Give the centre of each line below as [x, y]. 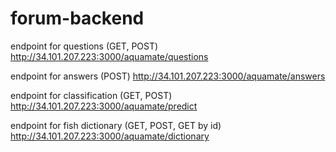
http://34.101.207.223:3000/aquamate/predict [104, 106]
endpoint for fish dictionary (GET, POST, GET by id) [116, 125]
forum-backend [77, 18]
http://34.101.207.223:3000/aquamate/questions [109, 56]
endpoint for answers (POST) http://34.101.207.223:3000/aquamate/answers [168, 76]
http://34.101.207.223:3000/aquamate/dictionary [110, 136]
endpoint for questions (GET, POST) [84, 46]
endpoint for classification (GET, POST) [91, 95]
